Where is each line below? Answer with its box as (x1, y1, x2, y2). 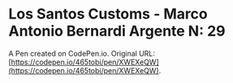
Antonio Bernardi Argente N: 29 (8, 22, 226, 40)
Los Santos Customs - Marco (8, 5, 209, 23)
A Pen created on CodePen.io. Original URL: (8, 48, 156, 58)
